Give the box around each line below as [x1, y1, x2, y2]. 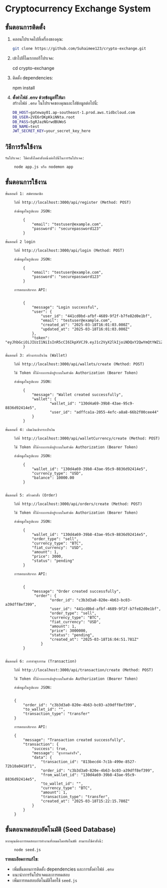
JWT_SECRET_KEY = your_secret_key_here [12, 128, 91, 134]
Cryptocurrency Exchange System [5, 3, 151, 14]
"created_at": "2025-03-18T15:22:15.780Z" [40, 799, 130, 804]
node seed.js [14, 847, 41, 852]
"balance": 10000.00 [31, 475, 75, 480]
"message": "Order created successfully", [31, 589, 121, 594]
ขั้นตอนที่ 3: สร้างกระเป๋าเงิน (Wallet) [5, 353, 68, 358]
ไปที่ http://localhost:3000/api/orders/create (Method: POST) [14, 501, 143, 506]
